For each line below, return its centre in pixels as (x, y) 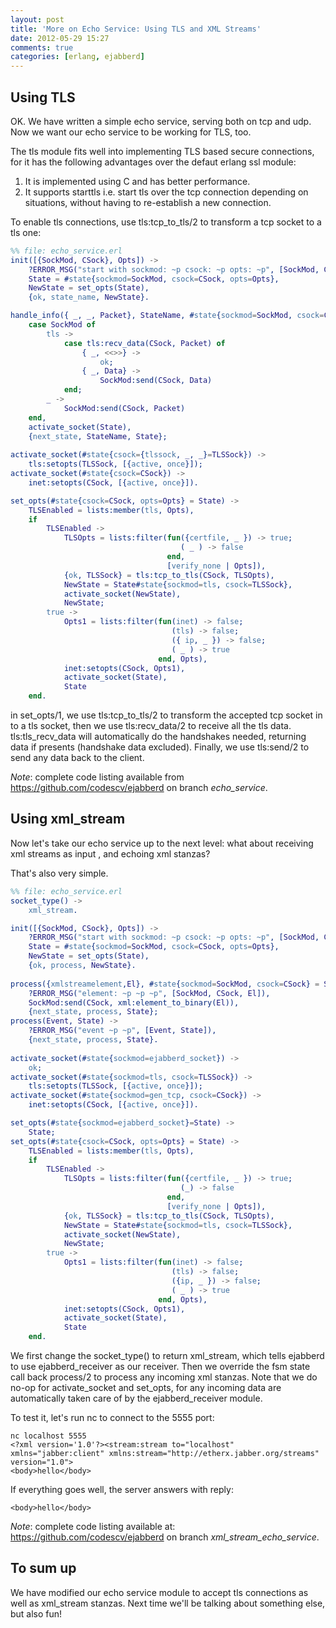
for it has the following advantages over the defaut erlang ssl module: (153, 162)
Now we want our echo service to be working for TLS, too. (131, 132)
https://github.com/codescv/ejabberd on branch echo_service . (139, 788)
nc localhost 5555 (48, 1436)
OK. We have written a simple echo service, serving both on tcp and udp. (161, 121)
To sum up (43, 1568)
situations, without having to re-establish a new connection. (148, 202)
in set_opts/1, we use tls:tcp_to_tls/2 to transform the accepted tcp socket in (166, 715)
